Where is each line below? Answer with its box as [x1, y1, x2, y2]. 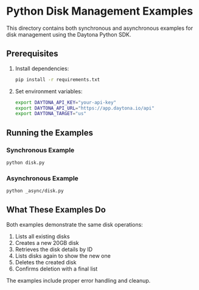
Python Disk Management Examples [6, 4, 194, 18]
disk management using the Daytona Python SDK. [6, 30, 131, 38]
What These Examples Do [6, 205, 106, 215]
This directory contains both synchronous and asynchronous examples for [6, 24, 194, 32]
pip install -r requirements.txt [15, 76, 100, 83]
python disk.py [6, 160, 45, 166]
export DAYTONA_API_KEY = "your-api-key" [15, 99, 117, 105]
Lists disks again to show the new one [15, 252, 111, 260]
